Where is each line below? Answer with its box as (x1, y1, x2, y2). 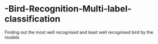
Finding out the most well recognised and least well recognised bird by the (4, 29, 154, 35)
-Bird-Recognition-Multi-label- (4, 3, 132, 14)
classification (4, 13, 61, 24)
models (4, 34, 20, 40)
